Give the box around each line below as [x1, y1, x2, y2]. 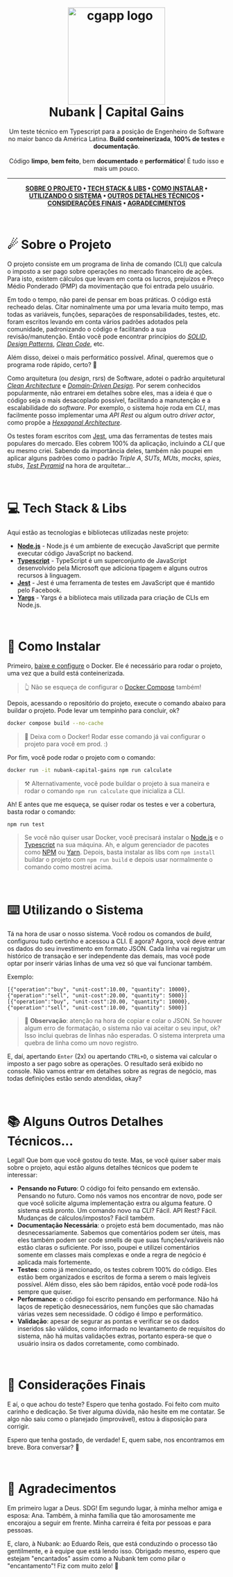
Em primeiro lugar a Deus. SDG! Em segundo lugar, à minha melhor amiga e [7, 1504, 223, 1512]
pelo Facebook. [17, 586, 62, 594]
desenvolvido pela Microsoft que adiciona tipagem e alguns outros [17, 564, 208, 572]
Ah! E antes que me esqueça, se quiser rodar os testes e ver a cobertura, [7, 800, 216, 808]
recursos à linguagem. [17, 571, 82, 580]
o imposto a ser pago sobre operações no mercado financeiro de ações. [7, 267, 214, 275]
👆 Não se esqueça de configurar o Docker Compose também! [24, 683, 202, 691]
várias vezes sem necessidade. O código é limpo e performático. [17, 1310, 203, 1318]
